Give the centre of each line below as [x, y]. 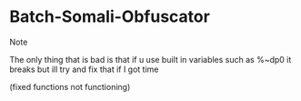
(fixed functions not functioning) [70, 86]
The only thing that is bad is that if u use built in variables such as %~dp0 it [150, 59]
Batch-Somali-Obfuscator [110, 17]
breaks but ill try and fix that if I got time [84, 69]
